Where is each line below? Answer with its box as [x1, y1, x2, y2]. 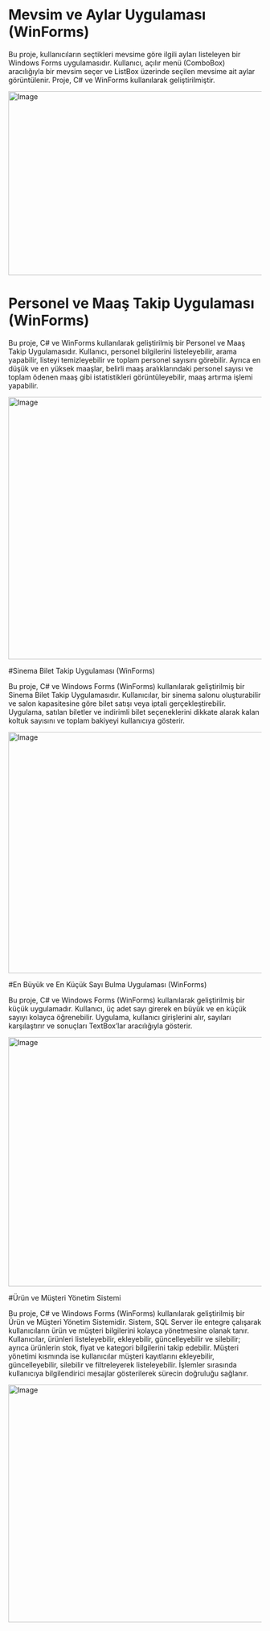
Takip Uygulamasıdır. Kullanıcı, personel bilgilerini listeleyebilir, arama [8, 347, 237, 356]
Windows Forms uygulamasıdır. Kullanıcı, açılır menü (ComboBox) [8, 58, 226, 68]
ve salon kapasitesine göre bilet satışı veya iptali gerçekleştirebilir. [8, 699, 227, 708]
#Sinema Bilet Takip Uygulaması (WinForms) [8, 666, 155, 675]
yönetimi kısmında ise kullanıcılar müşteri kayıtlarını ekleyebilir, [8, 1351, 215, 1361]
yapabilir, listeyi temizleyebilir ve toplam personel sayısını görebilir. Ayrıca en [8, 355, 261, 364]
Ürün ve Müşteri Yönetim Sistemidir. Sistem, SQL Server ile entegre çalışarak [8, 1317, 262, 1326]
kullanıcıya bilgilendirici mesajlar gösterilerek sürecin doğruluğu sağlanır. [8, 1368, 249, 1378]
